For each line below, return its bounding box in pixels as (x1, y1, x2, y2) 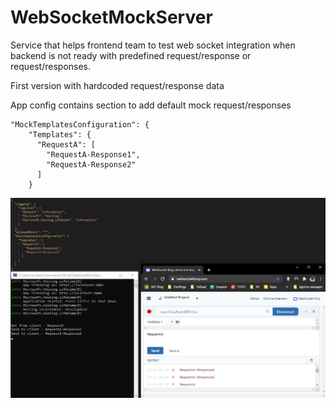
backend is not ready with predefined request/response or (10, 49, 252, 61)
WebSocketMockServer (10, 6, 213, 29)
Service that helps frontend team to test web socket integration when (10, 39, 296, 51)
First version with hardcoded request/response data (10, 79, 225, 91)
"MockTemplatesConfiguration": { (10, 119, 150, 130)
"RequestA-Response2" (46, 159, 137, 170)
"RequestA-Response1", (46, 149, 141, 160)
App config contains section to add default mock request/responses (10, 99, 292, 111)
